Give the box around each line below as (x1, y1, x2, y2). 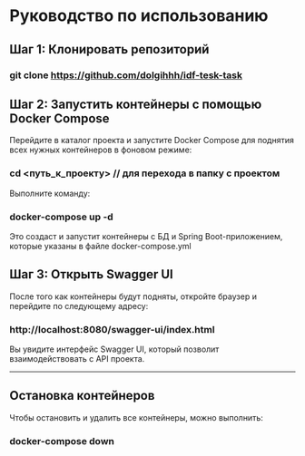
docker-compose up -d (9, 210, 113, 223)
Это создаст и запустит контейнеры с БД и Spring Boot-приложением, (9, 230, 283, 241)
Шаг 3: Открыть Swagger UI (9, 267, 174, 282)
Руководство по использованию (9, 5, 269, 26)
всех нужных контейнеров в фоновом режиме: (9, 144, 192, 155)
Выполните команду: (9, 188, 91, 199)
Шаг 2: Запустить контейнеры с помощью (9, 96, 262, 112)
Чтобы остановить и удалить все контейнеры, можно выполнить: (9, 412, 263, 422)
